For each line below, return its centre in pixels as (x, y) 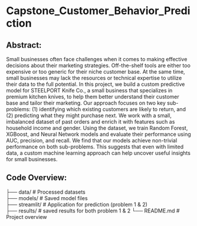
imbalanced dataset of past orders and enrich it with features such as (91, 122)
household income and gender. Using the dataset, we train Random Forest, (97, 128)
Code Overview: (37, 178)
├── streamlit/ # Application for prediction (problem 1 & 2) (77, 204)
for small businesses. (32, 159)
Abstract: (24, 45)
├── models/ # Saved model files (47, 198)
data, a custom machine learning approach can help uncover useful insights (98, 153)
